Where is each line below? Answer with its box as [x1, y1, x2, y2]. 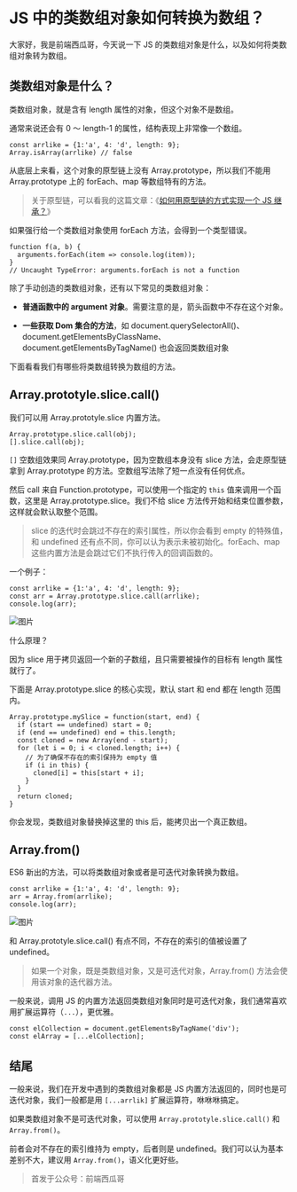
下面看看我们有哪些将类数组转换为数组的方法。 [9, 361, 180, 372]
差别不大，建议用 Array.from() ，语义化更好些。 [9, 1155, 184, 1165]
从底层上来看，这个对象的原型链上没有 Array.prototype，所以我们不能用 [9, 165, 271, 176]
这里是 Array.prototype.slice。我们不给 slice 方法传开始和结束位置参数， [24, 495, 288, 506]
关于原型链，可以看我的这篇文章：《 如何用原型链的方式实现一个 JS [30, 194, 272, 205]
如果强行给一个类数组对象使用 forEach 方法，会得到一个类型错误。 [9, 224, 253, 235]
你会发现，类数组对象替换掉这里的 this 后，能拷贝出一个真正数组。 [9, 816, 253, 827]
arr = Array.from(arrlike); [9, 892, 113, 901]
